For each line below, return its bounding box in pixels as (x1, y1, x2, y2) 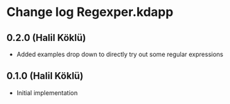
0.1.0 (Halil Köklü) (6, 70, 84, 82)
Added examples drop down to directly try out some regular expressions (16, 50, 224, 58)
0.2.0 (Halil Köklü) (6, 32, 87, 44)
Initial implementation (16, 88, 78, 97)
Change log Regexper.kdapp (6, 4, 174, 20)
